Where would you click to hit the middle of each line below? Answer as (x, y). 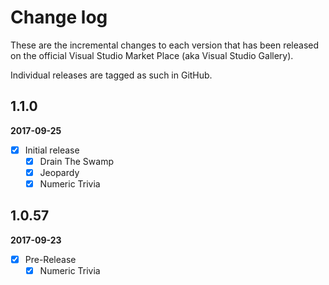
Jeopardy (59, 172)
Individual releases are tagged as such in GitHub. (111, 75)
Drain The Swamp (76, 161)
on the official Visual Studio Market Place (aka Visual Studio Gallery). (152, 55)
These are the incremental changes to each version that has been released (165, 45)
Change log (59, 17)
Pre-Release (50, 259)
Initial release (52, 150)
